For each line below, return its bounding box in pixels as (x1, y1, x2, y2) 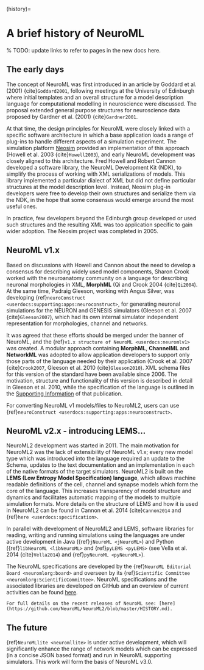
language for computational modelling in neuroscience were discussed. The (6, 100, 197, 107)
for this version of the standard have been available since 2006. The (6, 370, 178, 378)
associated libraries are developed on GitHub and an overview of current (6, 582, 189, 589)
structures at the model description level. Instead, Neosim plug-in (6, 183, 171, 190)
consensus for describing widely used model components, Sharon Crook (6, 268, 190, 275)
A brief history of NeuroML (6, 27, 145, 40)
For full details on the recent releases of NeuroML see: (6, 600, 157, 607)
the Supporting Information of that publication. (6, 390, 123, 397)
